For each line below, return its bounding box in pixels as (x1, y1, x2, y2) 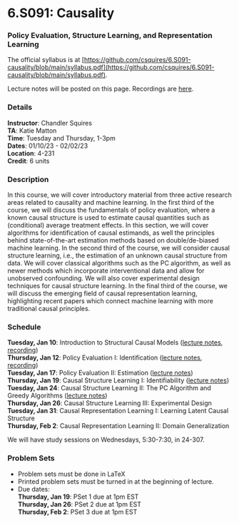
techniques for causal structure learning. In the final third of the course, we (7, 282, 228, 290)
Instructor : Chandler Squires (7, 118, 93, 127)
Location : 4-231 (7, 148, 55, 158)
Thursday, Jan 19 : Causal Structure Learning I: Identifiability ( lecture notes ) (7, 376, 230, 385)
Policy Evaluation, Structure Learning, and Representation (7, 31, 213, 41)
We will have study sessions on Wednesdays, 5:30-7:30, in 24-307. (7, 435, 205, 444)
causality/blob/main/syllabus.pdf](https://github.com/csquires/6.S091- (7, 63, 215, 72)
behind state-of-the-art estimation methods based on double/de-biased (7, 236, 219, 245)
